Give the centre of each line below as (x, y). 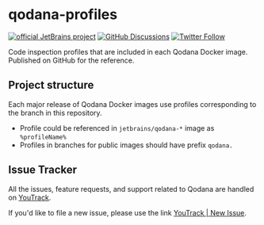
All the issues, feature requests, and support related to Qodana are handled (131, 189)
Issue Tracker (43, 170)
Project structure (51, 85)
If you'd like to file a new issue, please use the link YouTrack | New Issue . (128, 212)
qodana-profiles (63, 15)
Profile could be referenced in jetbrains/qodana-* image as (117, 128)
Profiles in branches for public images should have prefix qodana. (126, 145)
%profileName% (43, 137)
